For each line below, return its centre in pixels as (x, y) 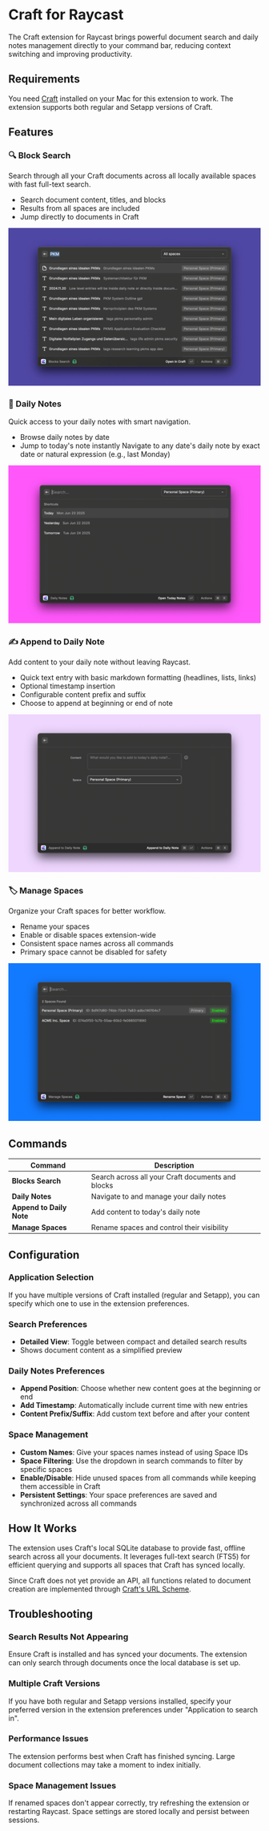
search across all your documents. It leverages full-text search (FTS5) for (129, 1556)
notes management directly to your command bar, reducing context (120, 45)
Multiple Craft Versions (54, 1684)
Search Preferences (48, 1324)
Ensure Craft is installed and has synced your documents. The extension (128, 1654)
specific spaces (46, 1469)
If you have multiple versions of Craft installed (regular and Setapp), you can (134, 1295)
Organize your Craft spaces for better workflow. (87, 911)
